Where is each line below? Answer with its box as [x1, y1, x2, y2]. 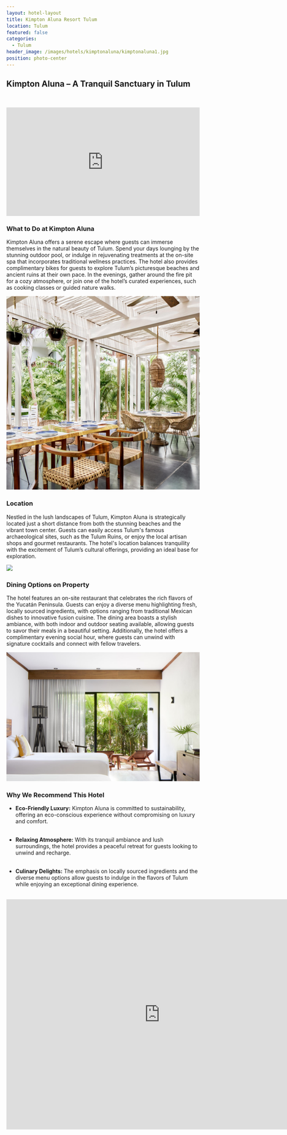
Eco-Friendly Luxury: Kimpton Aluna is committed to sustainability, [15, 804, 186, 812]
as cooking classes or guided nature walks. [6, 284, 116, 292]
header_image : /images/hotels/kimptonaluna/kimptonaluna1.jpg [6, 49, 169, 55]
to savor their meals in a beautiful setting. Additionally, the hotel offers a [6, 627, 188, 634]
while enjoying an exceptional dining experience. [15, 880, 139, 888]
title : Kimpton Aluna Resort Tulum [6, 16, 98, 23]
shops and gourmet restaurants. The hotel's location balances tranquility [6, 539, 190, 546]
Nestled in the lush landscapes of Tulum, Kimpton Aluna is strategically [6, 513, 186, 521]
